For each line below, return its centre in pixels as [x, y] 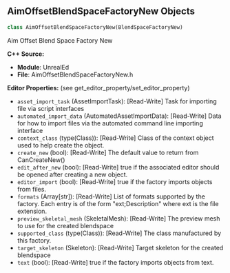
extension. [32, 211]
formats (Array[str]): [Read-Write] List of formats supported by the [111, 196]
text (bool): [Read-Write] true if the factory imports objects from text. [115, 262]
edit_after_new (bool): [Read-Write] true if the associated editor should [118, 167]
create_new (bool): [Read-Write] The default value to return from [108, 152]
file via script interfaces [51, 108]
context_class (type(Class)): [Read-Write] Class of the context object [116, 138]
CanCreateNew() [41, 160]
